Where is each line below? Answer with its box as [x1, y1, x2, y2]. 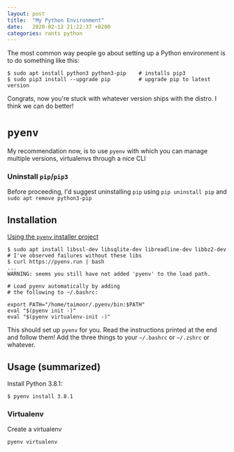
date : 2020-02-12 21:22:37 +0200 [7, 23, 111, 30]
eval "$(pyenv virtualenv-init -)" [7, 313, 111, 320]
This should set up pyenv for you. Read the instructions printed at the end [7, 326, 218, 334]
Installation [7, 214, 57, 226]
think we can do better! [7, 102, 74, 111]
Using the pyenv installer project [7, 232, 99, 241]
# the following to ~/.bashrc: [7, 289, 98, 296]
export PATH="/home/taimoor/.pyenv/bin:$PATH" [7, 302, 145, 309]
